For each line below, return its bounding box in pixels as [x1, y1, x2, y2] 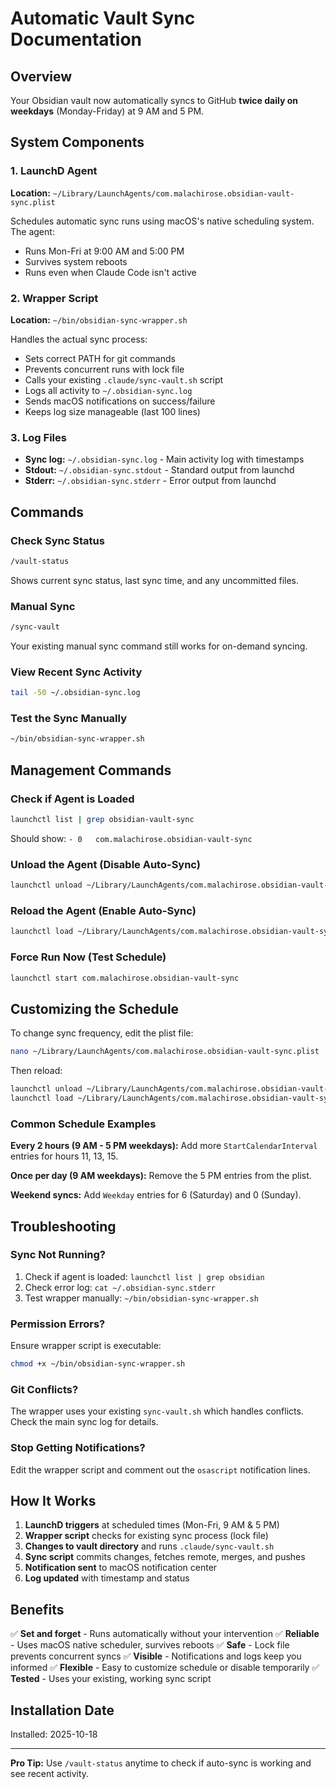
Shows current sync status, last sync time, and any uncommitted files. [10, 574, 299, 586]
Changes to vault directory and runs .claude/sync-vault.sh [24, 1540, 275, 1552]
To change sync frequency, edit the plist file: [10, 1027, 194, 1039]
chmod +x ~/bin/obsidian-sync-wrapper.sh [10, 1359, 186, 1369]
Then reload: [10, 1065, 63, 1077]
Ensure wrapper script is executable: [10, 1340, 162, 1352]
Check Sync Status [10, 533, 105, 547]
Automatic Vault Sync [10, 7, 196, 30]
